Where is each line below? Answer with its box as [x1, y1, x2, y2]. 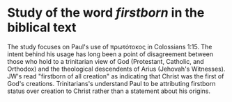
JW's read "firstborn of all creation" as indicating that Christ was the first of [7, 71, 224, 80]
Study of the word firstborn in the [7, 5, 205, 21]
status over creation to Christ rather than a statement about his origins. [7, 87, 211, 95]
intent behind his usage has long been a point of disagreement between [7, 50, 214, 58]
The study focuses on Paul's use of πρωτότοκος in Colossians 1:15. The [7, 42, 212, 51]
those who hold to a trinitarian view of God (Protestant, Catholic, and [7, 57, 204, 65]
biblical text [7, 19, 77, 35]
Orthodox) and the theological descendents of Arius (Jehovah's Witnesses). [7, 65, 226, 73]
